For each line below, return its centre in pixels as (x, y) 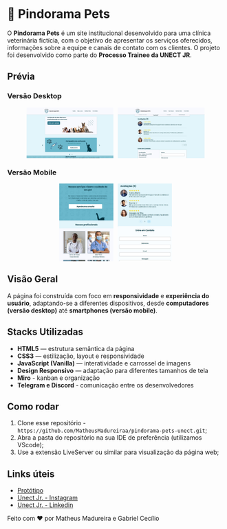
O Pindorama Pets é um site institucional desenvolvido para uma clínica (109, 33)
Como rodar (33, 406)
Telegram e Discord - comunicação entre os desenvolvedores (105, 385)
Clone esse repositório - (51, 423)
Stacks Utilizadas (45, 332)
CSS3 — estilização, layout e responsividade (80, 356)
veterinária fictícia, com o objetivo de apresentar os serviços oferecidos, (110, 40)
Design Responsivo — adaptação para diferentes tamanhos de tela (112, 370)
